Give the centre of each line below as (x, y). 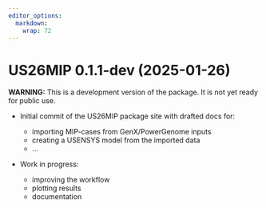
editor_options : (35, 16)
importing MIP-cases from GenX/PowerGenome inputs (121, 132)
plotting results (56, 188)
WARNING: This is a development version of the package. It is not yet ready (133, 92)
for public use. (32, 101)
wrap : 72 (37, 30)
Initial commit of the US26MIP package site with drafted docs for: (127, 116)
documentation (57, 197)
